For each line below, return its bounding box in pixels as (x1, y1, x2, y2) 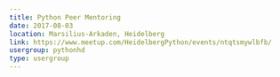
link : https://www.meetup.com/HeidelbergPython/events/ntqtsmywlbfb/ (9, 37, 273, 47)
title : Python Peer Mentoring (9, 12, 122, 22)
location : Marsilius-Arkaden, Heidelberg (9, 29, 165, 38)
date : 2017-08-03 (9, 21, 74, 30)
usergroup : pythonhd (9, 46, 86, 55)
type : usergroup (9, 54, 69, 63)
